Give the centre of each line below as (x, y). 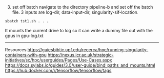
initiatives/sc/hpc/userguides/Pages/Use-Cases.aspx (59, 60)
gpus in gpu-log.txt (24, 36)
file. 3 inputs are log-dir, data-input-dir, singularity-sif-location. (75, 12)
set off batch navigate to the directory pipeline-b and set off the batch (82, 7)
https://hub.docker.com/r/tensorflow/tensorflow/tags (58, 70)
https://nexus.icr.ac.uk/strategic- (81, 55)
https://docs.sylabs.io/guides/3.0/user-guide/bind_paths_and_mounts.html (80, 65)
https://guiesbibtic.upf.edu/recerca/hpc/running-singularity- (88, 49)
